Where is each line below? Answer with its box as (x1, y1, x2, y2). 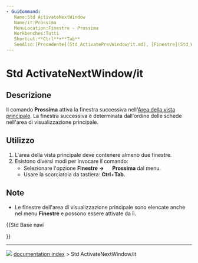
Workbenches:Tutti (14, 31, 60, 37)
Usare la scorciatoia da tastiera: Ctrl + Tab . (23, 170, 126, 177)
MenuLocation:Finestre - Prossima (14, 25, 99, 31)
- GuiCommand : (6, 8, 41, 15)
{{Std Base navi (6, 221, 44, 228)
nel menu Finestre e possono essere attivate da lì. (14, 210, 137, 217)
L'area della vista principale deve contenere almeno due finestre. (14, 151, 172, 158)
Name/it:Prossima (14, 19, 57, 25)
